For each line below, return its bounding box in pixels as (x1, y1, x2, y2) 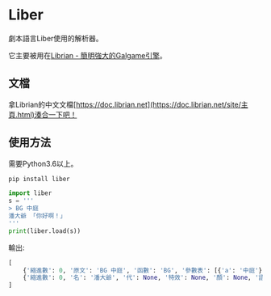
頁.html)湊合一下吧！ (8, 109, 77, 119)
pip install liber (8, 175, 70, 183)
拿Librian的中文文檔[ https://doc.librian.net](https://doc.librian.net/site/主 (8, 99, 248, 109)
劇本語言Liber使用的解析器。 (8, 33, 103, 43)
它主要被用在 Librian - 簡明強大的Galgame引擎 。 (8, 50, 167, 60)
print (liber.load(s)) (8, 226, 81, 235)
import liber (8, 189, 52, 197)
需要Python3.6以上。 (8, 159, 78, 168)
